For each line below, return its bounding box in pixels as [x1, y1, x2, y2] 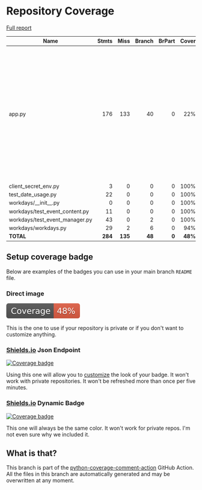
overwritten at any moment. [6, 477, 75, 484]
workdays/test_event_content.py [8, 208, 89, 215]
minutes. [6, 384, 28, 391]
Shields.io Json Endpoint [6, 346, 81, 354]
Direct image [6, 289, 44, 297]
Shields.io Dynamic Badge [6, 399, 85, 408]
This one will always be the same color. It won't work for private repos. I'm [6, 424, 191, 432]
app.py [8, 110, 26, 117]
